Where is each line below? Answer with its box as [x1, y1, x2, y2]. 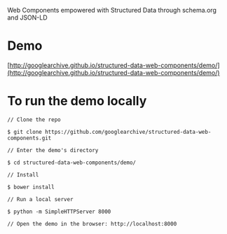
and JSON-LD [7, 13, 48, 22]
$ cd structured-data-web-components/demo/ [7, 159, 137, 166]
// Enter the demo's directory [7, 146, 99, 153]
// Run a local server [7, 195, 74, 202]
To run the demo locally [7, 93, 147, 109]
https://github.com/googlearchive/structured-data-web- [44, 128, 212, 135]
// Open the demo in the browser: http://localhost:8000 [7, 220, 177, 227]
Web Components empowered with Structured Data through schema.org [7, 6, 217, 14]
